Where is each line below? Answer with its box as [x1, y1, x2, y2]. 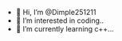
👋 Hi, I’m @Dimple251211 [15, 8, 96, 17]
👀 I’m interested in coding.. [15, 16, 104, 25]
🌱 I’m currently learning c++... [15, 24, 114, 33]
